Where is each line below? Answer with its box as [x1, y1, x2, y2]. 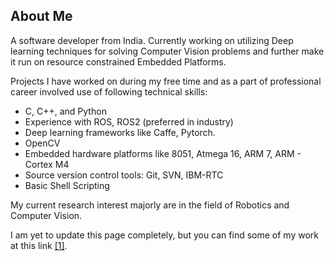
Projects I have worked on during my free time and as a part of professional [10, 75, 322, 87]
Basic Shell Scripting [24, 179, 110, 191]
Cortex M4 [24, 158, 70, 170]
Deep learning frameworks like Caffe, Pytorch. [24, 126, 216, 138]
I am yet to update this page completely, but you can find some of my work [10, 229, 319, 241]
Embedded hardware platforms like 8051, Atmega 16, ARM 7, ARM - [24, 147, 302, 159]
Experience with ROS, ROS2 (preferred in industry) [24, 115, 234, 128]
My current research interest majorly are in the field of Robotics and [10, 199, 290, 211]
